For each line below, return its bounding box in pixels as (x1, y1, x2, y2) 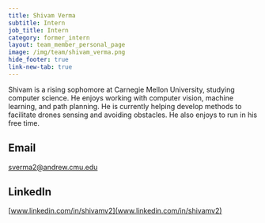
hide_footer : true (8, 56, 69, 64)
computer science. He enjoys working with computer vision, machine (8, 93, 234, 103)
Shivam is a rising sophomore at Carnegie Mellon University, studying (8, 85, 235, 94)
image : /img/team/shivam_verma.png (8, 48, 126, 56)
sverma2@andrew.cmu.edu (8, 162, 98, 172)
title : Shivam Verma (8, 11, 77, 20)
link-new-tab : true (8, 63, 73, 71)
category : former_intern (8, 33, 90, 42)
